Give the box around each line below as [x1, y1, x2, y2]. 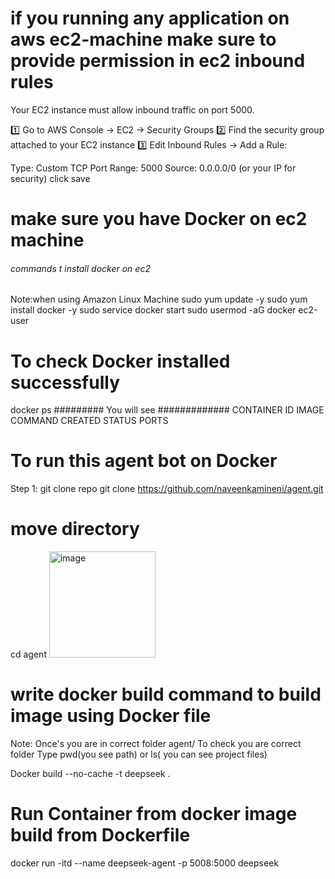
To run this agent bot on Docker [10, 450, 278, 472]
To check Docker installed [10, 350, 231, 372]
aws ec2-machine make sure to [10, 28, 277, 51]
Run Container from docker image [10, 803, 298, 826]
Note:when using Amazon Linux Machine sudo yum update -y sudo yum [10, 293, 308, 306]
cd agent [10, 648, 47, 661]
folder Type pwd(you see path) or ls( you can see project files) [10, 748, 268, 761]
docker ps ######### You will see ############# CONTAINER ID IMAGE [10, 404, 325, 416]
